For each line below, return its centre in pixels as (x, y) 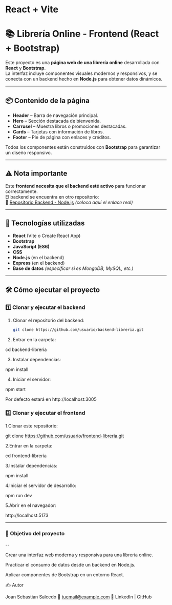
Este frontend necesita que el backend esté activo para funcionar (76, 186)
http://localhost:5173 (27, 515)
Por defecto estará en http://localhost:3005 (51, 399)
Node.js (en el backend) (38, 257)
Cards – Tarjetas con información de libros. (58, 131)
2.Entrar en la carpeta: (29, 446)
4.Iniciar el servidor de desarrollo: (41, 485)
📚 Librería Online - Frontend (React (82, 34)
